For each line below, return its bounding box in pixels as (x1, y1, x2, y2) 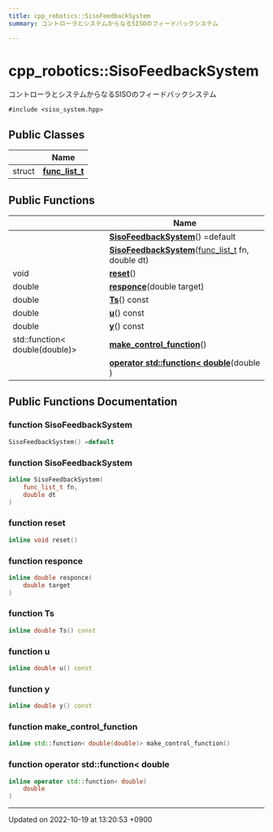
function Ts (8, 608, 54, 619)
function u (8, 646, 50, 657)
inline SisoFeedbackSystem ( (8, 475, 104, 484)
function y (8, 683, 50, 695)
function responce (8, 555, 84, 566)
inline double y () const (8, 702, 93, 710)
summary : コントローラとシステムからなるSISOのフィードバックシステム (8, 20, 219, 28)
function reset (8, 517, 66, 529)
